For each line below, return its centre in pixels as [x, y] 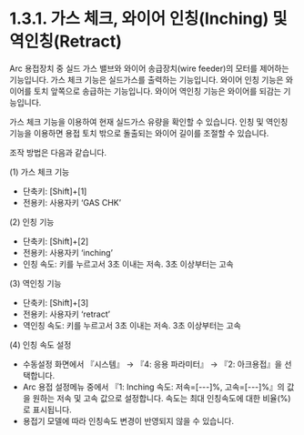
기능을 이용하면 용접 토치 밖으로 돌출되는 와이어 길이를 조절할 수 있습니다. [139, 133]
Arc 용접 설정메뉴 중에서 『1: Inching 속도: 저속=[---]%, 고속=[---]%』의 [153, 387]
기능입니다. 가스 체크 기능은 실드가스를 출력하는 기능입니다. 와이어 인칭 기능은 [147, 79]
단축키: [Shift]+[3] [56, 302]
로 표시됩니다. [47, 410]
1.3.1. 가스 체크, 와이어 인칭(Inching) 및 [148, 19]
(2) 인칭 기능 [32, 222]
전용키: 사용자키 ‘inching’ [68, 252]
